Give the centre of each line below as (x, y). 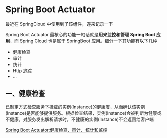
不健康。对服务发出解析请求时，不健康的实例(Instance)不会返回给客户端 (80, 119)
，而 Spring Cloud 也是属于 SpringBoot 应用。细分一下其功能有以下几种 (83, 41)
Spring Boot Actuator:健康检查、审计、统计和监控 (56, 130)
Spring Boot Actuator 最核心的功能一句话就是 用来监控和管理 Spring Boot (80, 34)
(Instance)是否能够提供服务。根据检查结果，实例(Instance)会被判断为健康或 (83, 113)
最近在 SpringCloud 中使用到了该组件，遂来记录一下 (59, 24)
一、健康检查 (25, 94)
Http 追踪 (22, 71)
